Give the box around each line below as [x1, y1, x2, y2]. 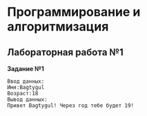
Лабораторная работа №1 [7, 46, 124, 58]
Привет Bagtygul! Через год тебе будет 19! [7, 102, 135, 109]
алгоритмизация [7, 19, 109, 35]
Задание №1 [7, 65, 45, 72]
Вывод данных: [7, 96, 48, 103]
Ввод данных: [7, 78, 45, 85]
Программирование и [7, 4, 141, 20]
